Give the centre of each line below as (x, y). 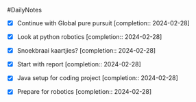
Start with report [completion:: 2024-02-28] (79, 64)
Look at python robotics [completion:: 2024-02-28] (89, 37)
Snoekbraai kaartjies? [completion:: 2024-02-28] (86, 51)
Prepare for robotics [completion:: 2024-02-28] (84, 92)
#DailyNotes (25, 10)
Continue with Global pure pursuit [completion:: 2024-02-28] (103, 23)
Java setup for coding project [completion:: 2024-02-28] (97, 78)
